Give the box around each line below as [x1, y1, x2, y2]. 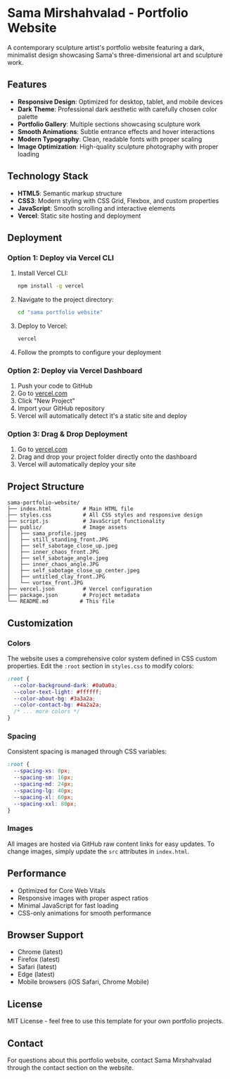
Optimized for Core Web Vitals [17, 886, 106, 894]
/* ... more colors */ [13, 708, 80, 715]
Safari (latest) [17, 963, 58, 971]
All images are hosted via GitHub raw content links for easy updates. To [7, 839, 215, 848]
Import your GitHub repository [17, 404, 106, 413]
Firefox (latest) [17, 955, 60, 963]
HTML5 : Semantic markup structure [17, 189, 122, 197]
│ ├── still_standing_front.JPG [7, 536, 109, 543]
